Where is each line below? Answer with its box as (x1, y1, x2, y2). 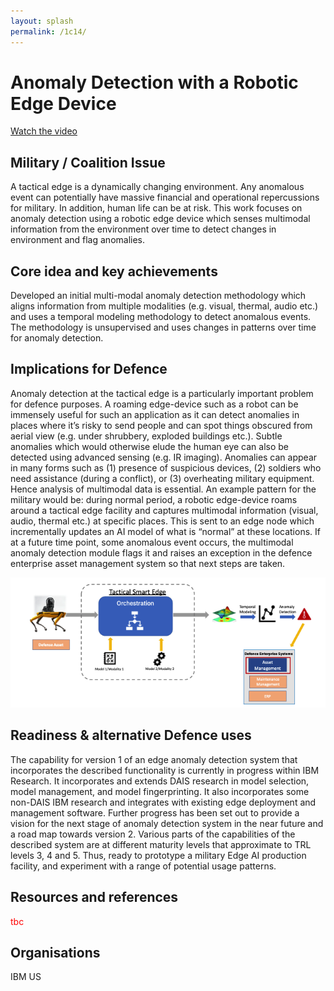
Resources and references (10, 889, 179, 906)
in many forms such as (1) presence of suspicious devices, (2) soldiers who (10, 461, 322, 474)
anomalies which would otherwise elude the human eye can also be (10, 440, 290, 452)
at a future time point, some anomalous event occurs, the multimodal (10, 536, 294, 548)
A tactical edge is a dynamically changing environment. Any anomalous (10, 181, 305, 193)
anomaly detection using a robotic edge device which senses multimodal (10, 213, 311, 225)
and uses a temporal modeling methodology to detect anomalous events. (10, 311, 312, 323)
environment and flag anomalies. (10, 234, 146, 246)
